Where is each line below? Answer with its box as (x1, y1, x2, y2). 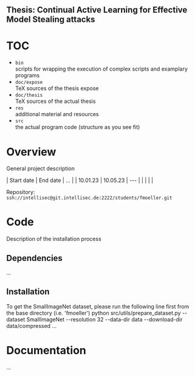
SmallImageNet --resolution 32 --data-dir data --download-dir (26, 316, 183, 323)
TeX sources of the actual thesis (15, 97, 96, 105)
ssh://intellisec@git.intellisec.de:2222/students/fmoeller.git (6, 195, 173, 201)
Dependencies (6, 252, 63, 263)
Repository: (6, 189, 35, 196)
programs (15, 72, 40, 79)
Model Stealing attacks (6, 15, 95, 25)
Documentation (6, 344, 87, 358)
